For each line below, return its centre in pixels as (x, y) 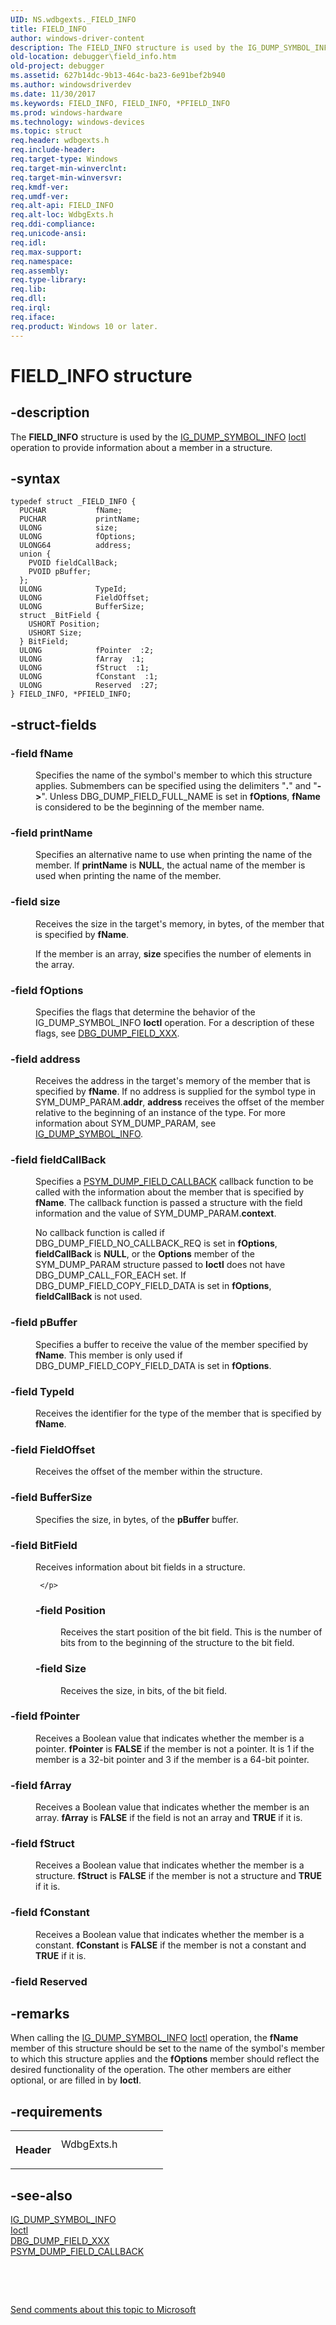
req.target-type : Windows (64, 159)
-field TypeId (42, 1391)
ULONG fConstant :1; (89, 677)
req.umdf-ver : (40, 196)
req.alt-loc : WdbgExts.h (62, 215)
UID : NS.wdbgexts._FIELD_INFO (73, 19)
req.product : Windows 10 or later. (84, 326)
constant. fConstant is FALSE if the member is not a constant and (171, 1945)
